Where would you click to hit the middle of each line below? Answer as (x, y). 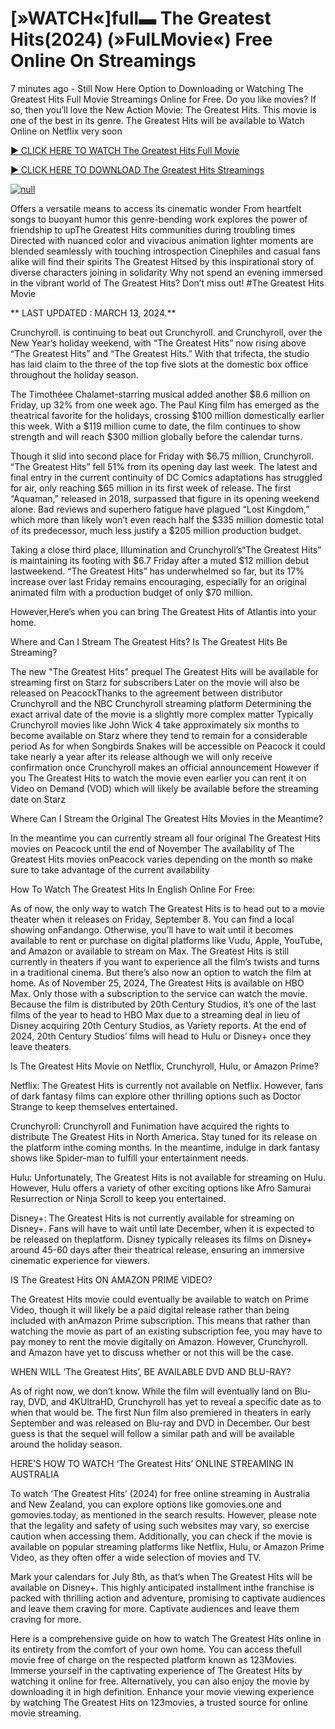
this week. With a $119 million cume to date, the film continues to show (156, 426)
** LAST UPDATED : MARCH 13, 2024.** (93, 313)
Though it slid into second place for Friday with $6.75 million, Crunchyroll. (162, 456)
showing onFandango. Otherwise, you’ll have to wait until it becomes (152, 929)
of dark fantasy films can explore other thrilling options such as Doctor (156, 1096)
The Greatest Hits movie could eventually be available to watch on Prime (159, 1299)
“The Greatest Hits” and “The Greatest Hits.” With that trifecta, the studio (160, 353)
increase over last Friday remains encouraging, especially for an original (158, 581)
